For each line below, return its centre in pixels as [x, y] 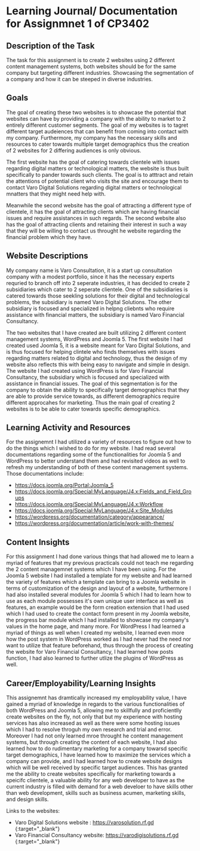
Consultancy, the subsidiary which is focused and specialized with [88, 377]
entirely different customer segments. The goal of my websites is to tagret [97, 125]
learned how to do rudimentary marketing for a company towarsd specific [97, 749]
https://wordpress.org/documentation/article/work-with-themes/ [94, 524]
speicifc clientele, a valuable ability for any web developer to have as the [96, 780]
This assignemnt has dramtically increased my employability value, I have [96, 698]
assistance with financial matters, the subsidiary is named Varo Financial [96, 314]
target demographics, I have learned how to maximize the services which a [99, 755]
